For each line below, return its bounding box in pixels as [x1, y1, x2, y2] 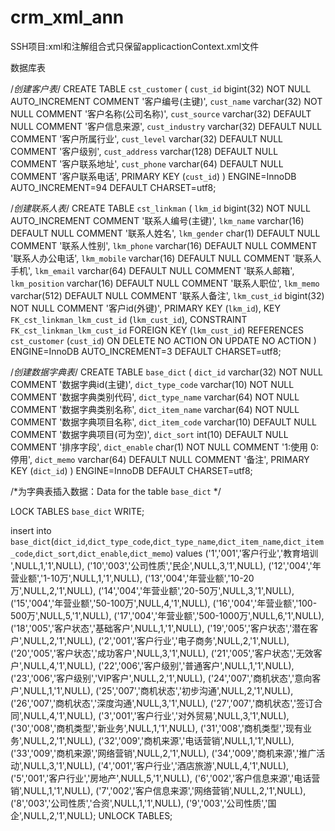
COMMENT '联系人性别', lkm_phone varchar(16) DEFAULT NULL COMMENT [10, 239, 318, 251]
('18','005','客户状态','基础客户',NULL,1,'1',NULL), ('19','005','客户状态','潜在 [10, 622, 310, 634]
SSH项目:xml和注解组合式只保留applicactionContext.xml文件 [10, 40, 260, 52]
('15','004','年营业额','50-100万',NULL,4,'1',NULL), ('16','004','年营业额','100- [10, 597, 318, 609]
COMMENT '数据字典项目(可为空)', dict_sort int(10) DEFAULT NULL [10, 428, 289, 440]
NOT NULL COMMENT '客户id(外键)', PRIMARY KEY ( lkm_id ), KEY [10, 302, 281, 314]
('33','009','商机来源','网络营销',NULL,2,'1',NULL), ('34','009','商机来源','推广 [10, 747, 317, 759]
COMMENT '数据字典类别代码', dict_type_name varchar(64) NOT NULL [10, 391, 300, 403]
